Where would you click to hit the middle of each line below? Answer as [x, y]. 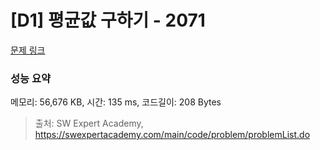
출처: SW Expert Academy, [89, 123]
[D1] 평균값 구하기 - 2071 [108, 20]
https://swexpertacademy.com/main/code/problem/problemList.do [172, 135]
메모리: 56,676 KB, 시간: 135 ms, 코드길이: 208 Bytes [116, 102]
